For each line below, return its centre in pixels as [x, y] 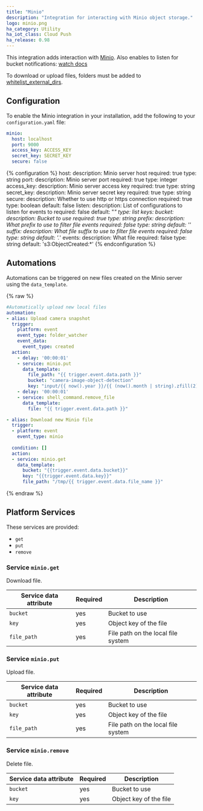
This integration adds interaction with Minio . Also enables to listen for [92, 57]
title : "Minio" [25, 12]
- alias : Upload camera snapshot [48, 318]
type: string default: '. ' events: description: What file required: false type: [97, 238]
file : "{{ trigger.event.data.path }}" [78, 409]
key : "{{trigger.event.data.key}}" [67, 476]
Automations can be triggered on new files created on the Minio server [94, 277]
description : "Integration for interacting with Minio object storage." [100, 18]
